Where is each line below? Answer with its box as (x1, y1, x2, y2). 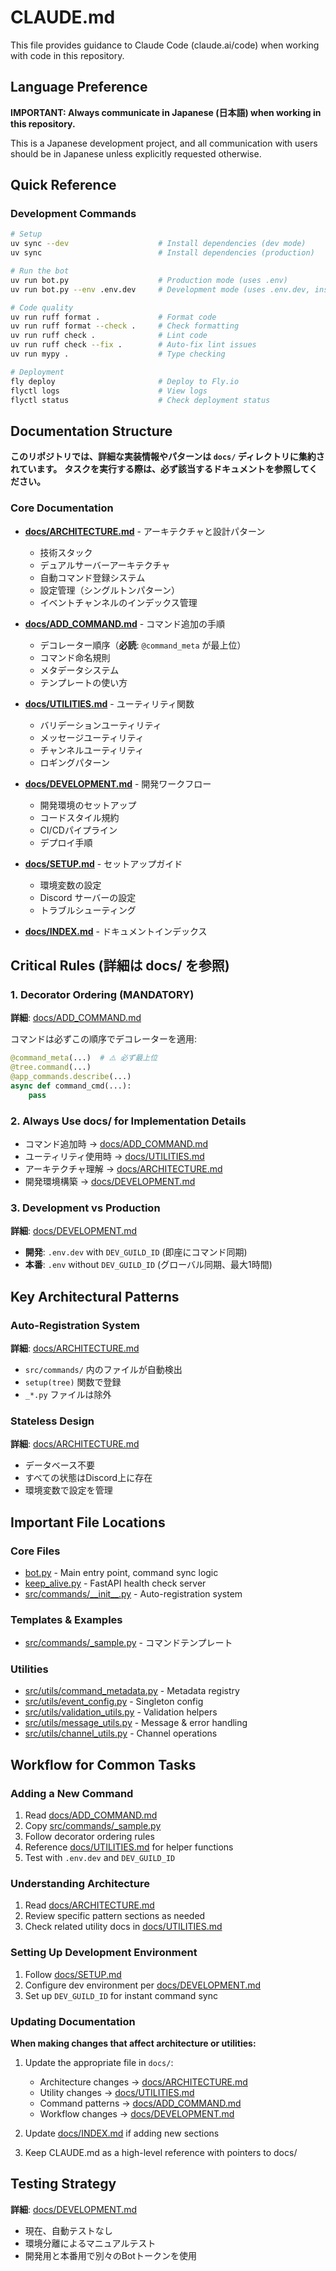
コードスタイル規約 (39, 811, 120, 823)
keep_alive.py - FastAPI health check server (24, 1577, 207, 1589)
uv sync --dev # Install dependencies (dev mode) (10, 239, 307, 249)
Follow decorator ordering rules (24, 1831, 155, 1843)
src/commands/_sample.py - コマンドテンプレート (24, 1637, 233, 1649)
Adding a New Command (10, 1786, 134, 1800)
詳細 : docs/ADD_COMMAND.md (10, 1012, 142, 1024)
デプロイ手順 (39, 836, 93, 848)
